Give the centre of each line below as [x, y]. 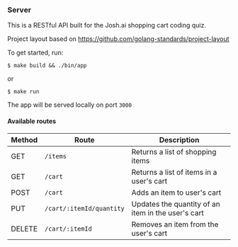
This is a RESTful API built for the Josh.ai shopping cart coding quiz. [107, 25]
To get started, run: [35, 53]
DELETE [24, 229]
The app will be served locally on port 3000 [70, 105]
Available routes [32, 121]
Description [179, 139]
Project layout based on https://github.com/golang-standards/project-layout [118, 39]
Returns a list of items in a [174, 172]
